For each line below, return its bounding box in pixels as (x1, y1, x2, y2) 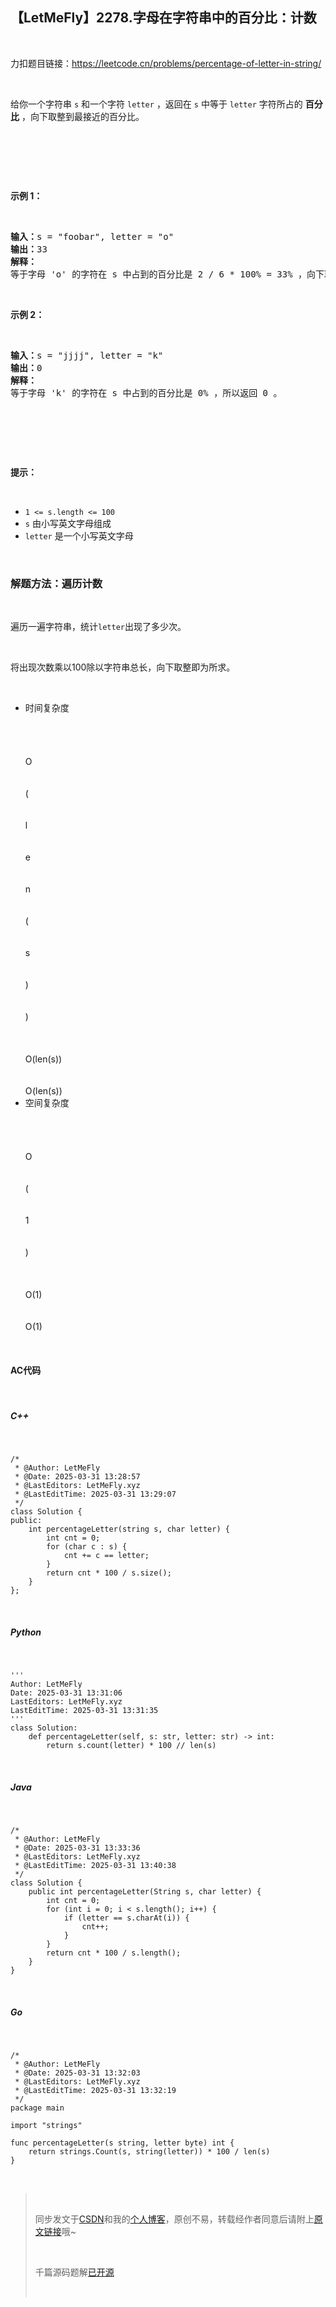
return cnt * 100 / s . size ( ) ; (46, 1568, 172, 1578)
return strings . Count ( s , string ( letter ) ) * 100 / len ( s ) (28, 2147, 271, 2157)
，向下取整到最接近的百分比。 (21, 110, 145, 122)
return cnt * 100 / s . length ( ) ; (46, 1948, 182, 1958)
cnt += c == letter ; (63, 1551, 150, 1561)
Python (10, 1626, 42, 1638)
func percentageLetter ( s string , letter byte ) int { (10, 2138, 235, 2148)
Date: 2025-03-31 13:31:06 (10, 1688, 123, 1698)
